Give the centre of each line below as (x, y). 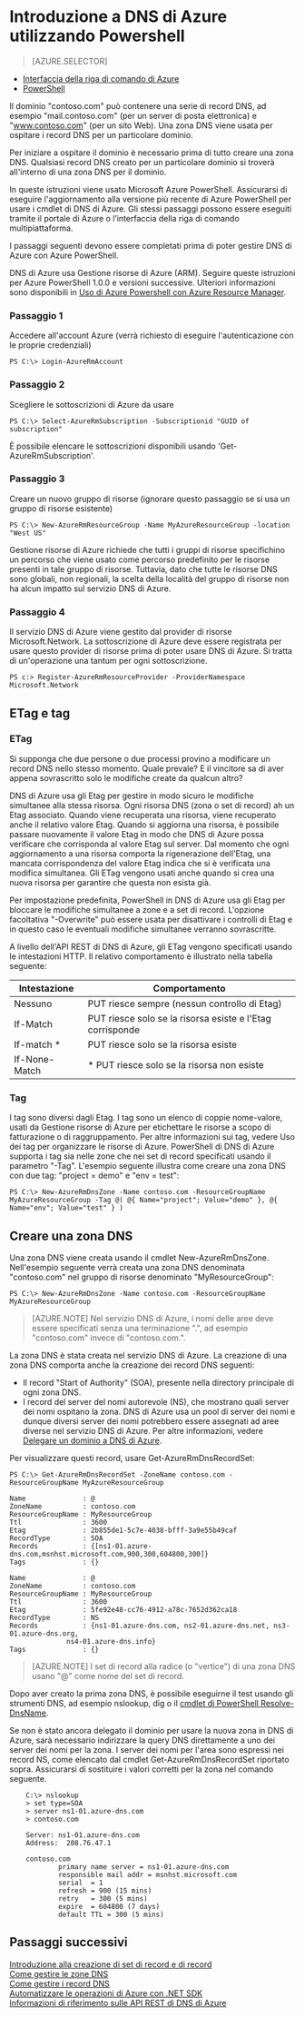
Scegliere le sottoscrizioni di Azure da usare (92, 404)
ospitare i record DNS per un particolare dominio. (101, 134)
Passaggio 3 (37, 479)
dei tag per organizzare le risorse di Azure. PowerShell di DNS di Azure (142, 1147)
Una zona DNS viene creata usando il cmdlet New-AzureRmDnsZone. (139, 1257)
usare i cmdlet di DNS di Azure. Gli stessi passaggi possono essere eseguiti (151, 208)
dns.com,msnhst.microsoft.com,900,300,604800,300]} (109, 1554)
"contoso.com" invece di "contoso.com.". (108, 1338)
